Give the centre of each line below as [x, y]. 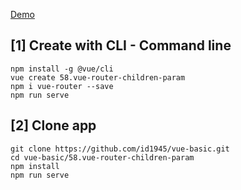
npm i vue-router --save [62, 86]
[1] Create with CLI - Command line [121, 45]
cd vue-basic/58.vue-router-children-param [102, 157]
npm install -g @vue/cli [62, 69]
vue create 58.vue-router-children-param [98, 77]
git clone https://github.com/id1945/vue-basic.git [120, 149]
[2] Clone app [53, 125]
